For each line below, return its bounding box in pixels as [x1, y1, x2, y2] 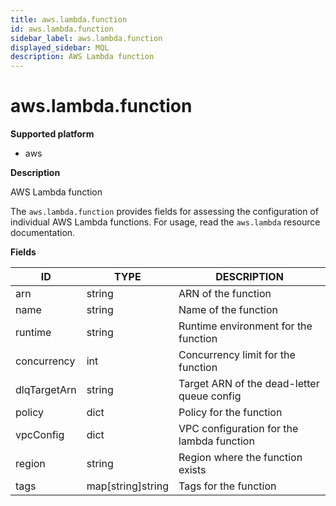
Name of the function [178, 303, 278, 317]
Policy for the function [178, 406, 283, 420]
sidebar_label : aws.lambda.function [10, 33, 163, 43]
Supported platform [10, 128, 95, 140]
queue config [178, 389, 242, 403]
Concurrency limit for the [178, 348, 296, 362]
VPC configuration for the [178, 422, 299, 436]
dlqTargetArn [15, 383, 77, 397]
